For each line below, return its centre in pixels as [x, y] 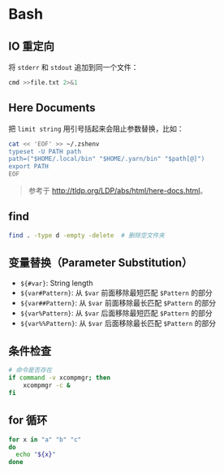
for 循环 [28, 421]
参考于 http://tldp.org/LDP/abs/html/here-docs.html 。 [118, 191]
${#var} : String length [56, 283]
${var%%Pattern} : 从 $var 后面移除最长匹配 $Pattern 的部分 [118, 323]
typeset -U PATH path [45, 151]
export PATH [28, 167]
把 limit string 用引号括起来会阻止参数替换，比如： [96, 128]
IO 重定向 [32, 46]
